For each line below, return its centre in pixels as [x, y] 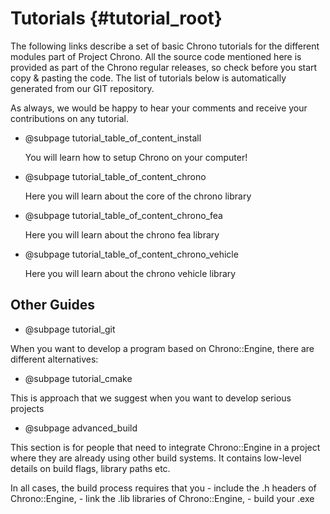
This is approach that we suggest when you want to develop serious [151, 398]
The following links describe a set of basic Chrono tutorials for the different [165, 46]
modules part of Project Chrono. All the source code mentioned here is [156, 56]
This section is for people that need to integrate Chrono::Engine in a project [165, 447]
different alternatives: [54, 359]
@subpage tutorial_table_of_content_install [113, 138]
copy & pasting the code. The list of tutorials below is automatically [148, 78]
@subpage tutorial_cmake [78, 378]
